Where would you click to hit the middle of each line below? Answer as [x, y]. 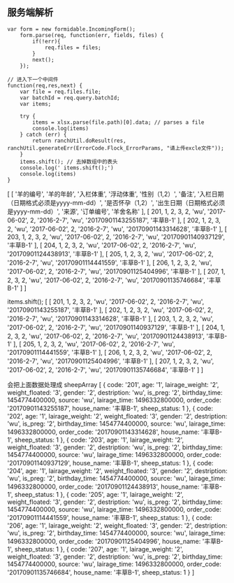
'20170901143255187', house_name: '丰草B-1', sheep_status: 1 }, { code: [110, 408]
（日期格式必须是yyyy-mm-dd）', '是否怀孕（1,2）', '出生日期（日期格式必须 [116, 202]
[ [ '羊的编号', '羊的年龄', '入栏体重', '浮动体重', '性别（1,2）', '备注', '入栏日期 [116, 194]
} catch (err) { [44, 134]
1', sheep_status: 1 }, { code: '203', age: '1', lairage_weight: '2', [95, 440]
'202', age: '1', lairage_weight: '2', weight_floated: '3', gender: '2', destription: [117, 416]
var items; [36, 104]
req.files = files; [73, 48]
